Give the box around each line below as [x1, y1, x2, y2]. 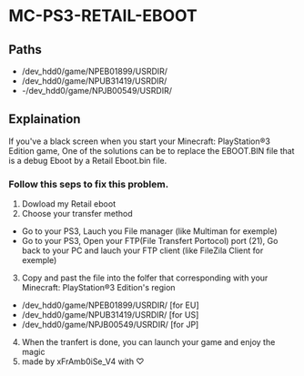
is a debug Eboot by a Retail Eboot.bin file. [8, 155, 167, 166]
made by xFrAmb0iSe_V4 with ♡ [21, 356, 145, 367]
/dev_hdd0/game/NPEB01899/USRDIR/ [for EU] [21, 300, 199, 310]
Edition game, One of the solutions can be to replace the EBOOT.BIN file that [8, 145, 295, 156]
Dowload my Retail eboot [21, 198, 116, 209]
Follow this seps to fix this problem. [8, 178, 169, 190]
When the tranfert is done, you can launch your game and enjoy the [21, 337, 276, 348]
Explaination [8, 111, 81, 127]
